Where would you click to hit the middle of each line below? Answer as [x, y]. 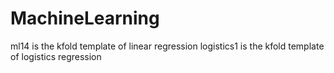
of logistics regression [56, 56]
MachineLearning [85, 18]
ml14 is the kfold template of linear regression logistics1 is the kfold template [167, 46]
